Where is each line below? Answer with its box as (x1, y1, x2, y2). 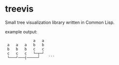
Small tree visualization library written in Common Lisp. (5, 19, 115, 25)
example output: (5, 29, 38, 34)
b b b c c (7, 47, 45, 51)
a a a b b (7, 42, 45, 47)
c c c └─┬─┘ (7, 51, 45, 56)
